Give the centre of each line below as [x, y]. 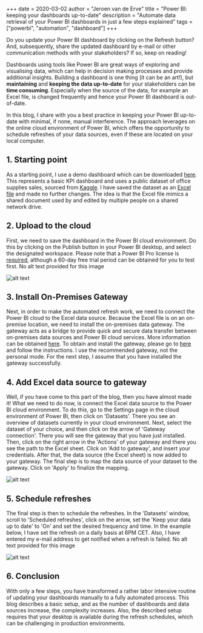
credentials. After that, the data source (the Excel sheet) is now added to [97, 455]
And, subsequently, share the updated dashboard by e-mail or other [91, 46]
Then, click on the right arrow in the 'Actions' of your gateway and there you [101, 442]
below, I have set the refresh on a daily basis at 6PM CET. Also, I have [93, 533]
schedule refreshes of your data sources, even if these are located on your [100, 134]
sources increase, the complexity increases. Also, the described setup [94, 610]
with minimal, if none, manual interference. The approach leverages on [107, 121]
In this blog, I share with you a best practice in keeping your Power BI [92, 115]
